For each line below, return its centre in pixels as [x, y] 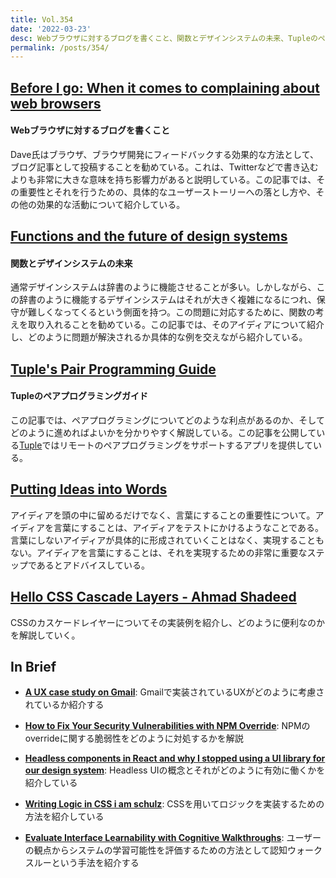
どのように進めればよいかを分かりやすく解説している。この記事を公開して [163, 433]
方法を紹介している [64, 817]
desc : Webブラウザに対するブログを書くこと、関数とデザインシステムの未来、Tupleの [164, 38]
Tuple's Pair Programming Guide [113, 369]
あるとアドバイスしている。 [93, 565]
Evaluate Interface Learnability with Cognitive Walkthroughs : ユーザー [173, 838]
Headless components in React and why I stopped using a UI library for [175, 758]
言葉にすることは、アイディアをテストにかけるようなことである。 [188, 527]
